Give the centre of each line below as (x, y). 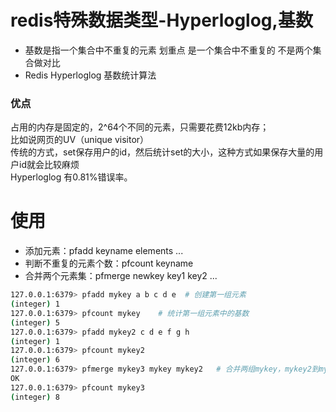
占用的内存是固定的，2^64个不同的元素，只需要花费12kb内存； (140, 127)
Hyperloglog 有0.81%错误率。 (71, 177)
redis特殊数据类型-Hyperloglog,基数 (161, 20)
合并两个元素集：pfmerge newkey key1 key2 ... (121, 276)
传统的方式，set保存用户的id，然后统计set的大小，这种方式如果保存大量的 (162, 152)
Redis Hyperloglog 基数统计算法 (90, 75)
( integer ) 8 (35, 397)
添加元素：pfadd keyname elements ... (104, 251)
